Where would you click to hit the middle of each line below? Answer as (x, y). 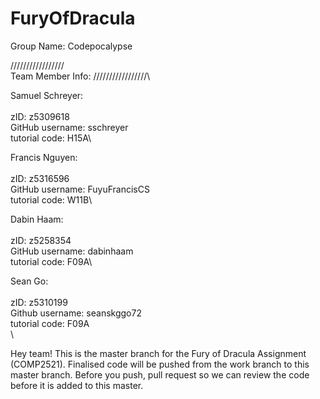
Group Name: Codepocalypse (71, 46)
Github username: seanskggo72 (76, 313)
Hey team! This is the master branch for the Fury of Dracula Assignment (158, 353)
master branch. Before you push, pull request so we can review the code (160, 374)
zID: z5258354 (41, 240)
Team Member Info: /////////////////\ (80, 76)
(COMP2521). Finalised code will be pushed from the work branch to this (160, 364)
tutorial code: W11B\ (51, 199)
